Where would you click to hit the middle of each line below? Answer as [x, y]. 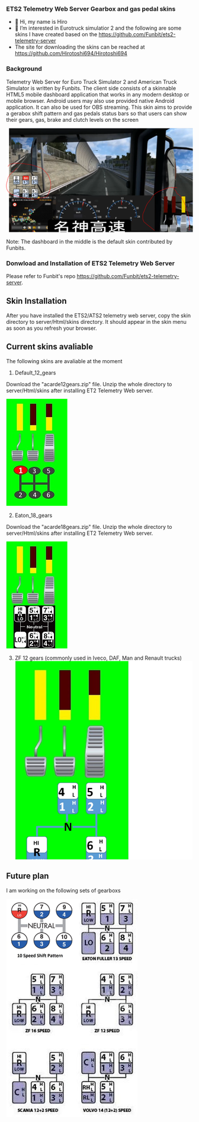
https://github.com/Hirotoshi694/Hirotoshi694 [71, 53]
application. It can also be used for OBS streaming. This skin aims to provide [99, 107]
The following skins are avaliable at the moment [64, 361]
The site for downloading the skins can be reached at [80, 47]
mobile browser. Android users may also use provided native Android [90, 100]
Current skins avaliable [50, 347]
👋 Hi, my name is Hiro [41, 22]
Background [24, 69]
